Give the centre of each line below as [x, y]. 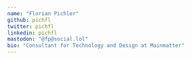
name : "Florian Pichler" [43, 13]
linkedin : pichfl [32, 33]
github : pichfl [29, 20]
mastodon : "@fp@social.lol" [48, 39]
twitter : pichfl [31, 26]
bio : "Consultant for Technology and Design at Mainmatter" [96, 46]
